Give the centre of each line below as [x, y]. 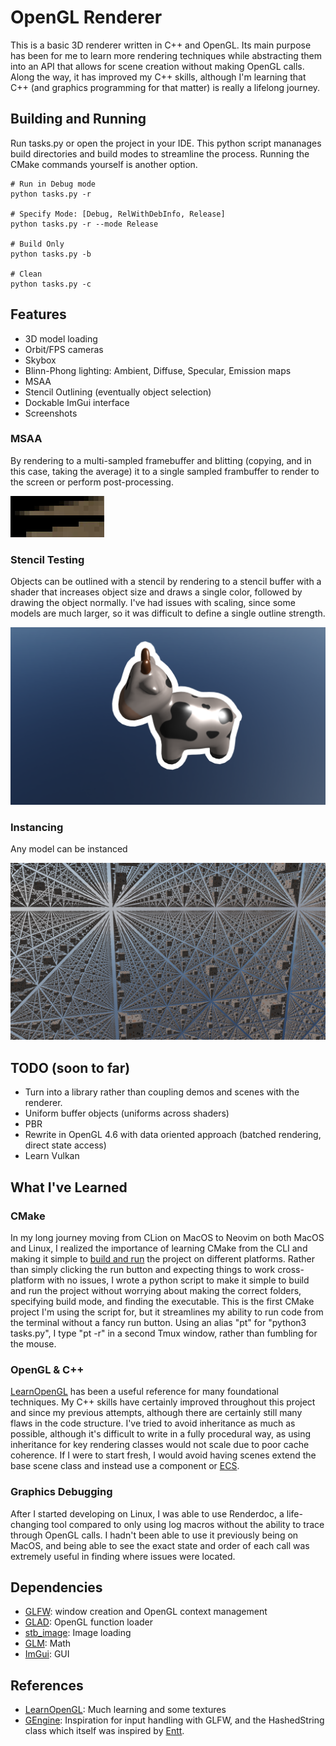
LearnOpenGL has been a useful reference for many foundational [144, 1392]
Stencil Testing [47, 559]
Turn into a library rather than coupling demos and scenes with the [162, 1092]
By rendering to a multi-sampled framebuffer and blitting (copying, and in [161, 460]
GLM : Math [48, 1643]
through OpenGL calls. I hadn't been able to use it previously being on [154, 1535]
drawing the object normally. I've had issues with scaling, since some [153, 603]
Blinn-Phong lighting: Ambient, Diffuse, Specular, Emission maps [158, 370]
